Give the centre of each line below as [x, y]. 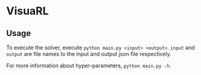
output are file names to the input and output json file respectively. [89, 54]
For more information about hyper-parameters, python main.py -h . [89, 65]
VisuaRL [28, 11]
